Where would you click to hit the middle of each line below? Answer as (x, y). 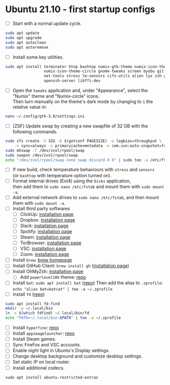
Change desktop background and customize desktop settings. (77, 356)
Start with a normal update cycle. (47, 23)
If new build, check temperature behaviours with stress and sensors (83, 170)
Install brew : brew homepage (42, 260)
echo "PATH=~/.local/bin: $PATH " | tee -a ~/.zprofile (63, 318)
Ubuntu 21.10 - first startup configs (80, 9)
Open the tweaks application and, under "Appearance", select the (80, 90)
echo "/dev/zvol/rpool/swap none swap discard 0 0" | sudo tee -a (77, 160)
